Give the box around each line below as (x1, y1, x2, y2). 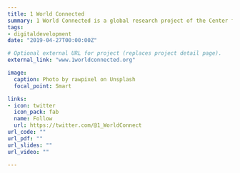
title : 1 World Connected (7, 10, 84, 18)
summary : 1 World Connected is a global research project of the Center (7, 17, 229, 24)
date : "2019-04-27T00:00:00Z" (7, 37, 98, 44)
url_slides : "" (7, 142, 53, 149)
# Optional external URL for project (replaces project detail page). (7, 50, 222, 57)
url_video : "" (7, 148, 50, 155)
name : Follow (14, 115, 53, 122)
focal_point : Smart (14, 83, 72, 90)
